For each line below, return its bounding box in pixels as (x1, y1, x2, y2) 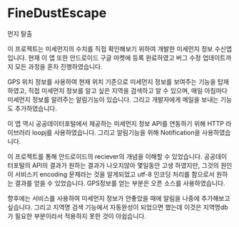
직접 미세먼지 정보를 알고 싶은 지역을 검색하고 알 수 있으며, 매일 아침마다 (28, 86, 228, 95)
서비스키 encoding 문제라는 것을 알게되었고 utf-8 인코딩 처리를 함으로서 (14, 169, 215, 179)
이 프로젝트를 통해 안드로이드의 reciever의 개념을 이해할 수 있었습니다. (7, 152, 203, 161)
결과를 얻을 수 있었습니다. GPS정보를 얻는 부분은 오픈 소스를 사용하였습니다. (14, 179, 225, 187)
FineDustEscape (7, 5, 107, 21)
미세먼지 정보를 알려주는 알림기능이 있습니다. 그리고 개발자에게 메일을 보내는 (7, 95, 219, 104)
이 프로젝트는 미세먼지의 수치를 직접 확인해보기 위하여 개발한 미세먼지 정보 (7, 44, 213, 53)
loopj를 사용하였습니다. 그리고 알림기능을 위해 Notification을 (31, 128, 201, 137)
